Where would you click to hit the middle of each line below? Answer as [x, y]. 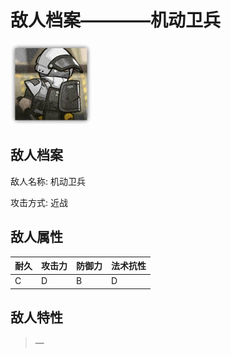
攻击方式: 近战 [39, 202]
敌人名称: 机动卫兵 [48, 181]
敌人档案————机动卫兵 [116, 20]
